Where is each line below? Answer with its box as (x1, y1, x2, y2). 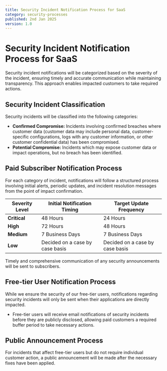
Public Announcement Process (5, 337, 103, 345)
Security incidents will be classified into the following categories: (5, 113, 138, 119)
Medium (7, 231, 28, 238)
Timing (61, 206, 79, 213)
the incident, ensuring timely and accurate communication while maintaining (5, 75, 162, 81)
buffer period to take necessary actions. (12, 322, 95, 328)
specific (12, 134, 29, 140)
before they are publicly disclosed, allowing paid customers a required (12, 317, 157, 323)
